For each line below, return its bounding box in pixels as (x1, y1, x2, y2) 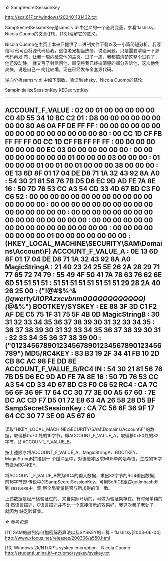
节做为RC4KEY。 (5, 462, 40, 468)
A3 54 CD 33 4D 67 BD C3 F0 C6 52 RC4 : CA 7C (5, 381, 158, 389)
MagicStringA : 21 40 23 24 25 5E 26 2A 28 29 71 (5, 263, 160, 271)
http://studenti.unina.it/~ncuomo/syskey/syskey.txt (5, 550, 110, 556)
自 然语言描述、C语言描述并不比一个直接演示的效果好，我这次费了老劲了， (5, 502, 159, 508)
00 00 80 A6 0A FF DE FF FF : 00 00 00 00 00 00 (5, 122, 161, 130)
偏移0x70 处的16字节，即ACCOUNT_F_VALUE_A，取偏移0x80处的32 (18, 432, 159, 438)
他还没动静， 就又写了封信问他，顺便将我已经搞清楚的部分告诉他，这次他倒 (5, 60, 160, 66)
